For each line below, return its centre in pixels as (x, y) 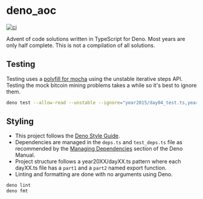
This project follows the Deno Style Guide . (67, 136)
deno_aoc (31, 11)
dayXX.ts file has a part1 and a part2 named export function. (91, 168)
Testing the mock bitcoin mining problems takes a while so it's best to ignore (101, 85)
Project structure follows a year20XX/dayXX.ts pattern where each (98, 162)
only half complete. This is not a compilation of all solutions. (81, 45)
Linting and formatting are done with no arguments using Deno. (94, 174)
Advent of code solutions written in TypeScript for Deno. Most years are (96, 39)
